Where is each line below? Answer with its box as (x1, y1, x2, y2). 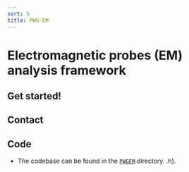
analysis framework (7, 62, 127, 78)
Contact (7, 114, 44, 126)
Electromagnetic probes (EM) (7, 47, 183, 63)
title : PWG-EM (7, 17, 49, 24)
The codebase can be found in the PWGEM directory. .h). (17, 156, 176, 166)
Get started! (7, 90, 61, 102)
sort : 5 (7, 10, 30, 18)
